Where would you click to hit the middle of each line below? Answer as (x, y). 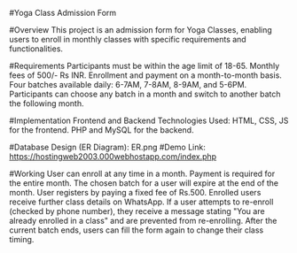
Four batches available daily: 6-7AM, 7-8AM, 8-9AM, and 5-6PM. (128, 84)
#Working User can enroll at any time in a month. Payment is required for (142, 173)
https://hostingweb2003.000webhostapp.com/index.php (113, 157)
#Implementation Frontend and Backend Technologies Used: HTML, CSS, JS (149, 120)
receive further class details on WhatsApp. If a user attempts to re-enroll (141, 202)
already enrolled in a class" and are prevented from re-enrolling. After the (143, 221)
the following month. (47, 103)
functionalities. (36, 49)
